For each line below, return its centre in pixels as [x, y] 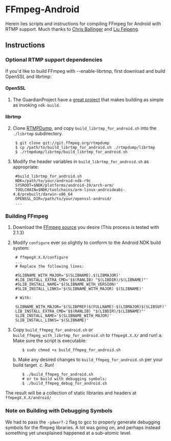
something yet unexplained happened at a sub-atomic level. [68, 433]
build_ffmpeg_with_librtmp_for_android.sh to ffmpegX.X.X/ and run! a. [88, 335]
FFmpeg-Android [42, 9]
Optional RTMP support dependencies [54, 60]
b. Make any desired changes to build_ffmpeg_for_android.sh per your [88, 359]
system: [21, 248]
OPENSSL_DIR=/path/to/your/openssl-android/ [63, 199]
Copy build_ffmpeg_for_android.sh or [53, 330]
